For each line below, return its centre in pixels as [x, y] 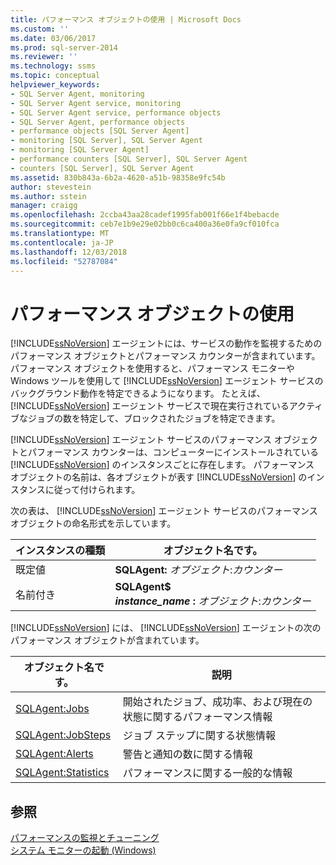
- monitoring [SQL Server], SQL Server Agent [106, 141]
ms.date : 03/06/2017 [53, 38]
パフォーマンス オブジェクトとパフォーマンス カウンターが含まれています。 [165, 356]
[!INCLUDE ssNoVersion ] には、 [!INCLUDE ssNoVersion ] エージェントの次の [166, 628]
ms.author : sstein [48, 196]
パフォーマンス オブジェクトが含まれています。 [107, 640]
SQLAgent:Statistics [62, 773]
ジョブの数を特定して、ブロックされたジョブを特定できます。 [154, 418]
